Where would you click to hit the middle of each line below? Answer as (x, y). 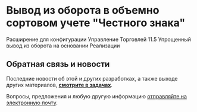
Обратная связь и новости (58, 64)
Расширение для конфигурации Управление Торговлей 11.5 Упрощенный (99, 39)
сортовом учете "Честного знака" (96, 23)
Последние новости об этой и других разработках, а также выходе (92, 78)
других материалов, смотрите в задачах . (60, 85)
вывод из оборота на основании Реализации (63, 46)
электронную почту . (32, 103)
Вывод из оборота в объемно (83, 10)
